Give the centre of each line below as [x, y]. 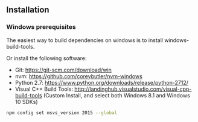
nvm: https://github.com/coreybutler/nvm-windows [79, 76]
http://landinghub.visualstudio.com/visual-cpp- [133, 89]
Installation [28, 10]
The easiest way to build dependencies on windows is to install [85, 40]
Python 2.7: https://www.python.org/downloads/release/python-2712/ [102, 82]
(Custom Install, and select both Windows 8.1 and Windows [117, 95]
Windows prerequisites [41, 27]
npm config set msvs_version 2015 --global [62, 113]
